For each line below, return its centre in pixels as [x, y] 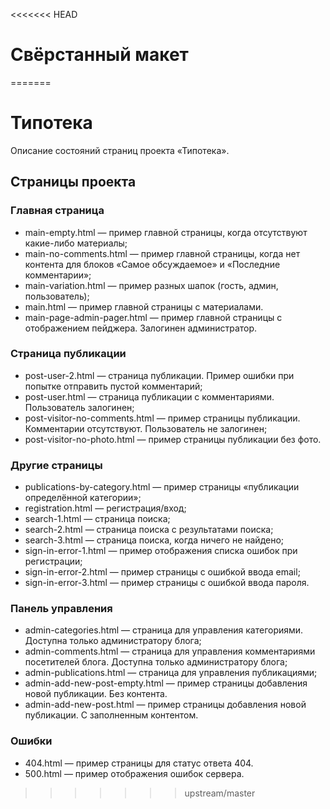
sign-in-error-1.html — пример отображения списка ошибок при [161, 551]
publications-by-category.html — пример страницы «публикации [162, 487]
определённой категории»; [83, 498]
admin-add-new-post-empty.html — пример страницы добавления [166, 683]
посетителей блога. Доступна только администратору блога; [156, 662]
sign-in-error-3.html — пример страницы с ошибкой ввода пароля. [167, 583]
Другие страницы [56, 465]
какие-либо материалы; [76, 243]
